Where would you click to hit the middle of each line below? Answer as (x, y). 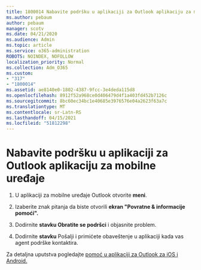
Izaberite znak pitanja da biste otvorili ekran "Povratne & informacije (100, 207)
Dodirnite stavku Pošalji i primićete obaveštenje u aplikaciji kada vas (99, 236)
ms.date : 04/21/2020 (32, 34)
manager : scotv (25, 28)
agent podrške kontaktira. (47, 243)
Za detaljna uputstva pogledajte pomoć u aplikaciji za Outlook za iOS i (92, 254)
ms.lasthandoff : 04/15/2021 (41, 118)
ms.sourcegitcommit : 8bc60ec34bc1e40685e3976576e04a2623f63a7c (87, 101)
